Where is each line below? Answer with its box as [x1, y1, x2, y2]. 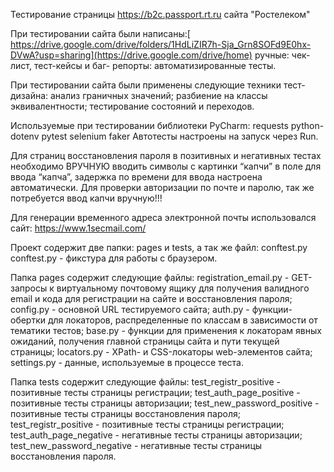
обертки [10, 314, 47, 326]
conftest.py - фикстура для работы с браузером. [10, 252, 218, 264]
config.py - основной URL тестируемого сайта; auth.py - [10, 304, 250, 315]
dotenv [10, 130, 40, 142]
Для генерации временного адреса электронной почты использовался [10, 212, 317, 223]
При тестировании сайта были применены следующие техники [10, 79, 282, 91]
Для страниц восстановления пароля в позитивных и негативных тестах [10, 150, 322, 161]
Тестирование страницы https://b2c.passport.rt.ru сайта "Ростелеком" [10, 9, 311, 20]
